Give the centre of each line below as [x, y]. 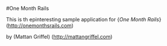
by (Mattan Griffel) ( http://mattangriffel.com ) [59, 37]
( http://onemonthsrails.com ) [40, 26]
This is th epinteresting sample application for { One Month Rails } [84, 19]
